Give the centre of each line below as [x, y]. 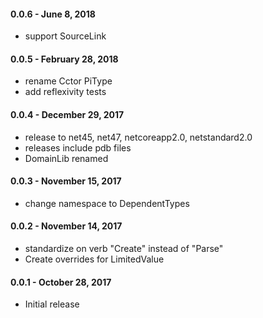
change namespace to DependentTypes [107, 203]
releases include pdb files [78, 147]
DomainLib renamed [66, 158]
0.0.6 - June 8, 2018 [53, 14]
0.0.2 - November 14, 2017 [66, 226]
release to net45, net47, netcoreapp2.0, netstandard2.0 [138, 137]
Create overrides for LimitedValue [94, 259]
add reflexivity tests [65, 92]
